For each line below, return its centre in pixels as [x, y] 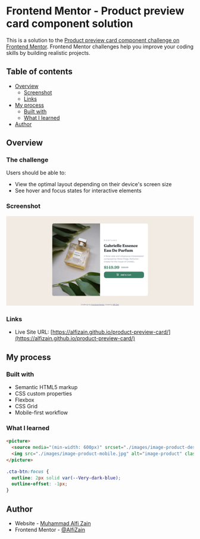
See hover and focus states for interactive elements [78, 191]
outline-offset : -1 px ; [40, 484]
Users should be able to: [36, 173]
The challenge [27, 160]
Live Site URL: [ [34, 332]
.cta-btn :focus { [28, 472]
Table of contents [39, 72]
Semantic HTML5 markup [46, 387]
